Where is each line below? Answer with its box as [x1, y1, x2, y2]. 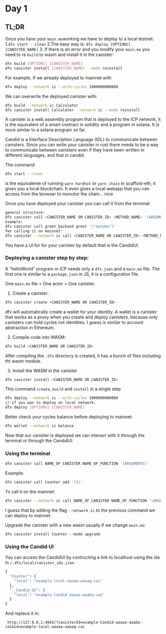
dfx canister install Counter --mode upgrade [5, 531, 100, 536]
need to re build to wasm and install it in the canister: [5, 52, 114, 57]
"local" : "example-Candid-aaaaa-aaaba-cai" [14, 592, 105, 597]
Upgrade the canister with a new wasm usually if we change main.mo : [5, 522, 146, 528]
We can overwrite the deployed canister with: [5, 93, 98, 99]
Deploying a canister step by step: [5, 255, 89, 262]
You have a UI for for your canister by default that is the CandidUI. [5, 242, 139, 248]
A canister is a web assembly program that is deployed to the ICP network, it [5, 116, 161, 122]
